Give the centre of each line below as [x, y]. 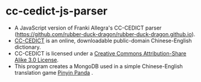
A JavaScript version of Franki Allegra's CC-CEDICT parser [88, 28]
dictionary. [28, 47]
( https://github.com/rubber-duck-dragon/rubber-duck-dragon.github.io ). [105, 34]
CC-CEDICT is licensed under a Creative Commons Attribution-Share [100, 53]
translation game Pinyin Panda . [54, 72]
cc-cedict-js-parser [57, 11]
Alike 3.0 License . [36, 60]
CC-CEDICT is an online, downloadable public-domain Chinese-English [103, 40]
